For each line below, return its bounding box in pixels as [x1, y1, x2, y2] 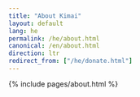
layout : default [8, 19, 63, 27]
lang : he [8, 27, 38, 35]
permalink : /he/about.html [8, 34, 100, 43]
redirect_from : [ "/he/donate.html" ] [8, 57, 133, 65]
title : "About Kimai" [8, 11, 82, 20]
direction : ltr [8, 49, 60, 57]
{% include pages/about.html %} [8, 78, 119, 89]
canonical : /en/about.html [8, 42, 100, 50]
